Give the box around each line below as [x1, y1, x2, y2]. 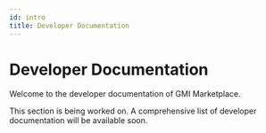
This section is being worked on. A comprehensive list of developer [9, 106, 257, 116]
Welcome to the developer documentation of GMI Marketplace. [9, 89, 241, 99]
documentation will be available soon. [9, 115, 148, 126]
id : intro [9, 12, 46, 22]
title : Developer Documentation [9, 21, 129, 30]
